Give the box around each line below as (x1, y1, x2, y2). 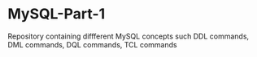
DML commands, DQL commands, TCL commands (7, 39, 177, 49)
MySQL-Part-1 (7, 5, 106, 23)
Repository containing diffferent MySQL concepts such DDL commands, (7, 31, 250, 41)
